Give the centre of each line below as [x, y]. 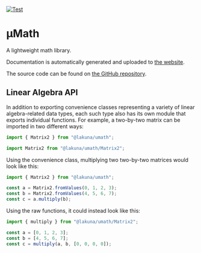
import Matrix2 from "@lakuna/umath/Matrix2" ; [66, 148]
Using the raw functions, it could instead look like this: [73, 211]
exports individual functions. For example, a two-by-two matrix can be [93, 120]
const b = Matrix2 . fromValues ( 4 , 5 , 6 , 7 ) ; [62, 194]
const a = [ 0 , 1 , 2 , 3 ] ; [37, 233]
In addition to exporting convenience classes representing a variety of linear [100, 107]
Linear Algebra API [42, 92]
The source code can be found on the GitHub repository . [76, 73]
